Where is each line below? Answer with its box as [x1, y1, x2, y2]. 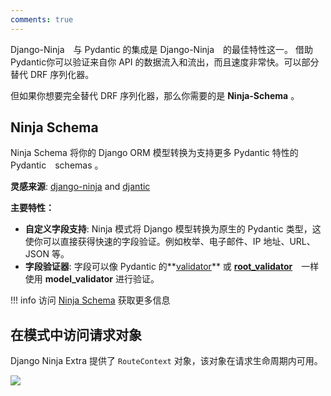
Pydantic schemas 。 [10, 159, 104, 171]
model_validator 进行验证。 [44, 273, 160, 285]
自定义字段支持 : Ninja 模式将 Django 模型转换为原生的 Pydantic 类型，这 [24, 223, 322, 235]
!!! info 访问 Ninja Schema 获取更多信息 [10, 294, 171, 306]
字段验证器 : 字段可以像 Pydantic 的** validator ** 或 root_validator [24, 261, 293, 273]
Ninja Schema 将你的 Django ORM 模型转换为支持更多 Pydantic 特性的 [10, 147, 299, 159]
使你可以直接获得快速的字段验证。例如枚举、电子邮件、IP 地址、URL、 [24, 236, 316, 248]
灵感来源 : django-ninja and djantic [10, 181, 151, 193]
